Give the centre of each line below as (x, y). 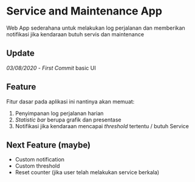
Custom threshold (37, 166)
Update (21, 54)
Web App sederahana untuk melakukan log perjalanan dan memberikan (96, 28)
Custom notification (40, 160)
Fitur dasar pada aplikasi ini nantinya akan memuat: (70, 102)
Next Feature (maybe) (49, 145)
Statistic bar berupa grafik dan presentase (68, 120)
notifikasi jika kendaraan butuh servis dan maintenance (75, 34)
